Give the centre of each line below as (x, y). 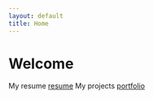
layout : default (36, 16)
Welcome (41, 64)
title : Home (28, 24)
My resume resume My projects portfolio (76, 86)
